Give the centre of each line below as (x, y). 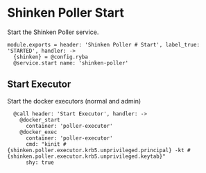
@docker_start (40, 120)
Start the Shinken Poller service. (53, 32)
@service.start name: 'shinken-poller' (71, 63)
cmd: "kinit (43, 144)
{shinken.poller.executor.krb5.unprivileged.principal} (89, 150)
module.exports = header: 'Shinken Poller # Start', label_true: (103, 44)
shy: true (40, 162)
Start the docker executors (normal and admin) (74, 101)
